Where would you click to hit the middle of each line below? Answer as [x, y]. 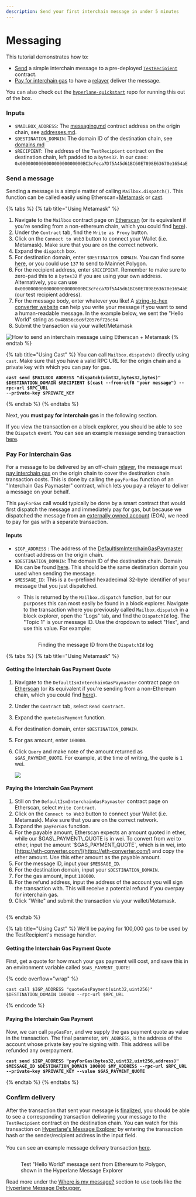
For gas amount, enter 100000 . [50, 740]
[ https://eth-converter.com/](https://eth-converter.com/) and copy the [99, 851]
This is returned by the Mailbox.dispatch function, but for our [97, 597]
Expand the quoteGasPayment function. [60, 717]
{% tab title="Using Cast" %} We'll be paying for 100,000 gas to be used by [97, 929]
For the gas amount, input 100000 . [55, 876]
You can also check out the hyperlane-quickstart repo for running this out [96, 92]
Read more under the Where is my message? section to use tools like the [94, 1181]
